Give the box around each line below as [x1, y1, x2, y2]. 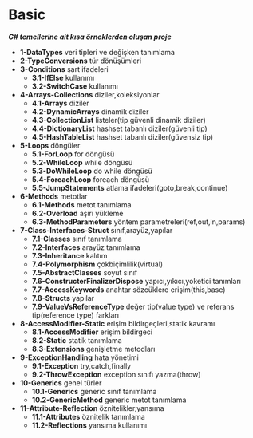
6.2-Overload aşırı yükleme [31, 208, 124, 218]
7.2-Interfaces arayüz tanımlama [31, 242, 141, 252]
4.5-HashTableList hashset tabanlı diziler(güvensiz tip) [31, 132, 214, 141]
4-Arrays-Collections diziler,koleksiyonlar [19, 89, 160, 99]
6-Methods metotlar [19, 191, 88, 201]
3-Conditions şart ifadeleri [19, 64, 109, 73]
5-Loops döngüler [19, 140, 81, 150]
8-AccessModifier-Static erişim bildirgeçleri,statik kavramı [19, 318, 215, 328]
